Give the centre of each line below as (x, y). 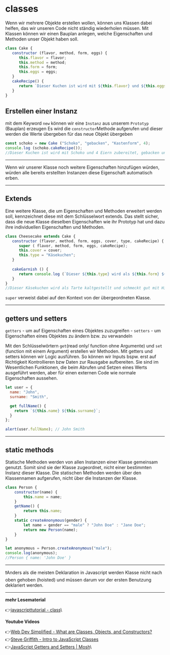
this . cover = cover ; (40, 251)
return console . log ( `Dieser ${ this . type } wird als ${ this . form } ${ (92, 274)
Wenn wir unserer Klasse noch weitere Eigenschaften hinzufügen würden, (82, 167)
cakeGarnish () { (30, 269)
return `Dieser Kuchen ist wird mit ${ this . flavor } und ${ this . (88, 86)
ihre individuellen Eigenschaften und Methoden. (55, 227)
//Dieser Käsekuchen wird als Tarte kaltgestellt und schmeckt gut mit (82, 288)
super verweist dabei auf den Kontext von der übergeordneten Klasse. (78, 298)
